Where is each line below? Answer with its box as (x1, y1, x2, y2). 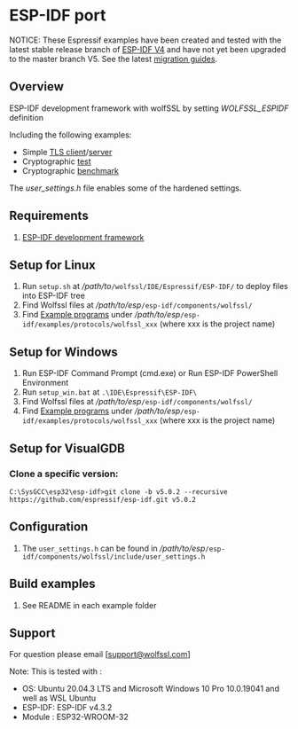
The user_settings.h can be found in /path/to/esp (21, 543, 206, 553)
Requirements (9, 208, 89, 223)
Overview (9, 79, 65, 94)
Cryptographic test (21, 156, 91, 167)
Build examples (9, 576, 96, 592)
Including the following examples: (9, 129, 132, 140)
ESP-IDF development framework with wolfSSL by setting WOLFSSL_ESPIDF (9, 103, 289, 114)
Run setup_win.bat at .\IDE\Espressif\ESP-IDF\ (21, 387, 198, 397)
